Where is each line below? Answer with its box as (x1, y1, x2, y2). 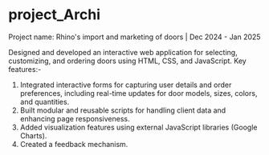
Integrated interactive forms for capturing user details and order (19, 80, 232, 89)
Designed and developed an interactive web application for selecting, (8, 47, 238, 57)
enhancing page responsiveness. (19, 113, 130, 123)
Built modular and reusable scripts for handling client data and (19, 105, 226, 115)
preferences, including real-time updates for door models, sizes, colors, (19, 88, 258, 97)
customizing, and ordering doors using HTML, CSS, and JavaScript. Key (8, 56, 247, 66)
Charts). (19, 130, 47, 141)
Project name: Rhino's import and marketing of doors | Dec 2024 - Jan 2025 (8, 32, 261, 42)
